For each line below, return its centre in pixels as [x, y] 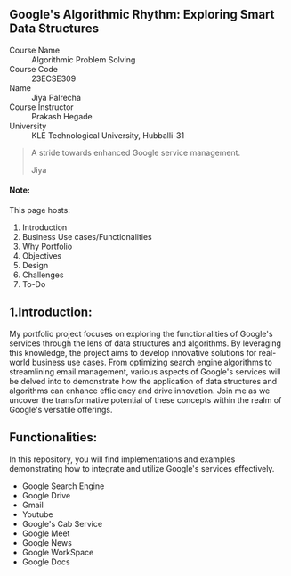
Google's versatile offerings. [61, 409]
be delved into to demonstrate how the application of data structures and [143, 381]
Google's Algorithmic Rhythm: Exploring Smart [142, 15]
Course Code [34, 69]
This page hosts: [40, 210]
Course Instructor [41, 107]
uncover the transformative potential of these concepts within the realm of [145, 399]
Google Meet [46, 533]
